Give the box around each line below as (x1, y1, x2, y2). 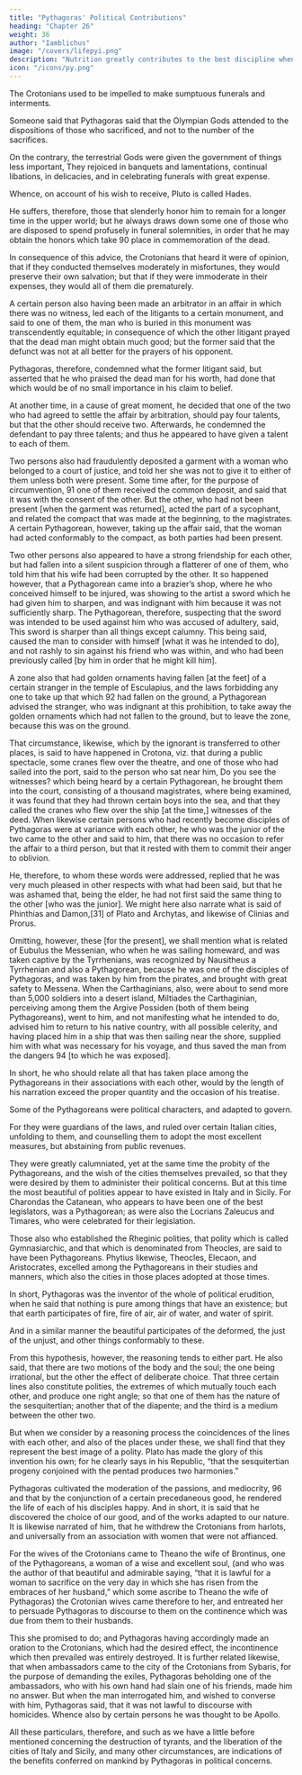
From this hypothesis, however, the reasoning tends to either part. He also (9, 1352, 283, 1363)
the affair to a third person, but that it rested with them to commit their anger (9, 843, 292, 854)
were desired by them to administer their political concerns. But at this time (9, 1177, 288, 1188)
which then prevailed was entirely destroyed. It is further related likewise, (9, 1652, 280, 1662)
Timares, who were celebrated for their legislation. (9, 1215, 196, 1226)
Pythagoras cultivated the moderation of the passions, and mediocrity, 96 (9, 1482, 282, 1493)
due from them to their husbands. (9, 1615, 134, 1626)
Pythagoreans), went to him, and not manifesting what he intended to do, (9, 1011, 280, 1022)
